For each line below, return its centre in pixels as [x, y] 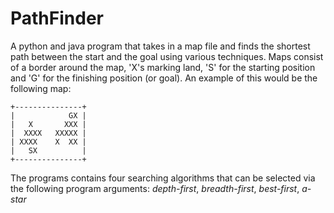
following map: [41, 88]
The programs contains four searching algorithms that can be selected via [163, 178]
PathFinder [57, 18]
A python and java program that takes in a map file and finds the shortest [160, 46]
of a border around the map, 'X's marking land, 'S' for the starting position [163, 67]
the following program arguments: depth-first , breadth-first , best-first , [155, 188]
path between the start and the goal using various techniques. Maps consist [167, 56]
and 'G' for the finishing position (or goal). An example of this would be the [164, 78]
